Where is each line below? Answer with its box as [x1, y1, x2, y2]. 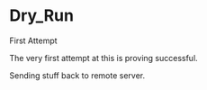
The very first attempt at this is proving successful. [9, 52, 198, 63]
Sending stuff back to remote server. [9, 69, 146, 81]
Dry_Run [9, 5, 75, 26]
